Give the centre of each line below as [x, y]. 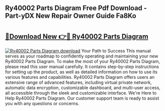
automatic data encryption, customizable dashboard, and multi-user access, [83, 88]
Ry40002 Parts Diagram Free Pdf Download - [76, 8]
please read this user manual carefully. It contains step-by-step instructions [82, 67]
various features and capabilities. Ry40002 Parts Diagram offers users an [80, 77]
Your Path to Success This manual [116, 51]
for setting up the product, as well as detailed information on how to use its [81, 72]
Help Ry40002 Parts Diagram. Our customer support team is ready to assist [82, 98]
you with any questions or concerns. [42, 103]
